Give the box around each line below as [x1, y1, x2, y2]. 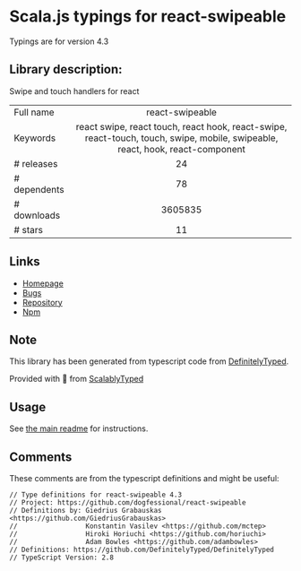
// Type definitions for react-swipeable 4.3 [9, 490, 182, 499]
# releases [13, 157, 58, 169]
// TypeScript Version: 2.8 [9, 553, 115, 562]
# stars [13, 223, 43, 236]
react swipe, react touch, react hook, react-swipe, [75, 120, 288, 133]
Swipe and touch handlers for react [9, 85, 140, 96]
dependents [13, 183, 64, 195]
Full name [13, 106, 56, 118]
